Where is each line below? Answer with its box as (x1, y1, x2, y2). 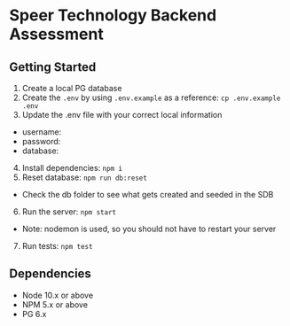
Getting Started (9, 59, 97, 74)
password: (21, 136, 61, 146)
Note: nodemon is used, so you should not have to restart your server (21, 223, 277, 234)
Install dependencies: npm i (21, 163, 122, 173)
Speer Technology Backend (9, 5, 217, 26)
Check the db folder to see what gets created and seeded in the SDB (21, 190, 274, 199)
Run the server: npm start (21, 206, 117, 217)
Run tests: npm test (21, 241, 93, 251)
